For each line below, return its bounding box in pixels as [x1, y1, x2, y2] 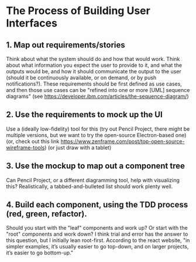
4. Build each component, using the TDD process [6, 200, 188, 210]
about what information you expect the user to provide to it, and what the [6, 62, 183, 69]
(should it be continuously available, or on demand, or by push [6, 74, 157, 81]
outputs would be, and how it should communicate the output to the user [6, 68, 181, 74]
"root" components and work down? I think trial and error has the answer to [6, 230, 188, 238]
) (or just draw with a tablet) [44, 144, 112, 151]
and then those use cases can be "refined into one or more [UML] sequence [6, 87, 190, 93]
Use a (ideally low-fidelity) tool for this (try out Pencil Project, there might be [6, 125, 190, 132]
